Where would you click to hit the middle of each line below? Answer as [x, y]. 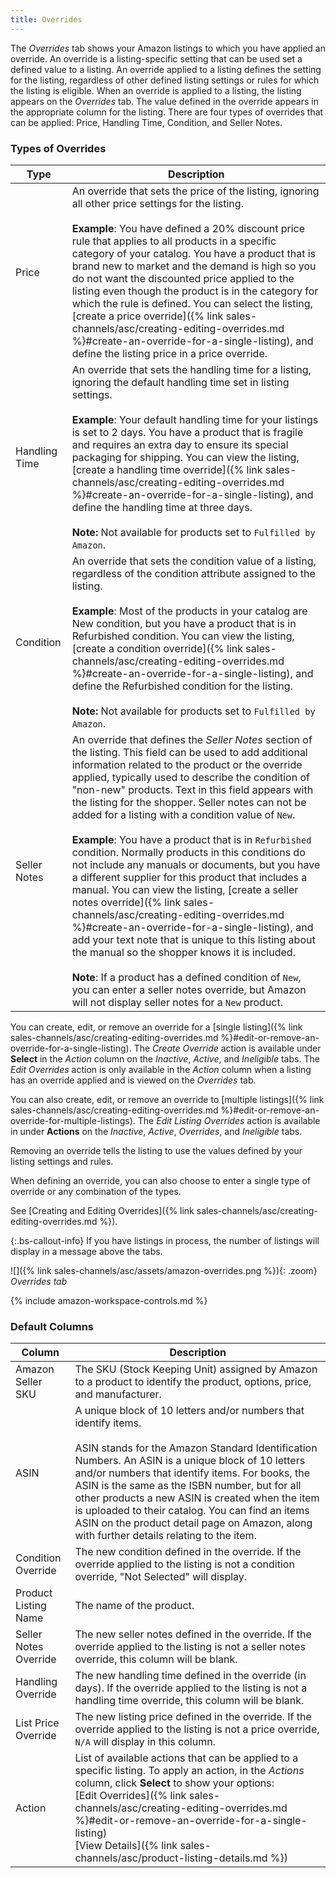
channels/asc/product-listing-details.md [171, 1858]
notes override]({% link [126, 902]
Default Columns [52, 1326]
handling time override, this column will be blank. [189, 1701]
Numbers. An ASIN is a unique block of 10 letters [190, 1461]
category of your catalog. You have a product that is [194, 253]
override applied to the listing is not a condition [184, 1564]
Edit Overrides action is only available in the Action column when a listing [161, 1069]
